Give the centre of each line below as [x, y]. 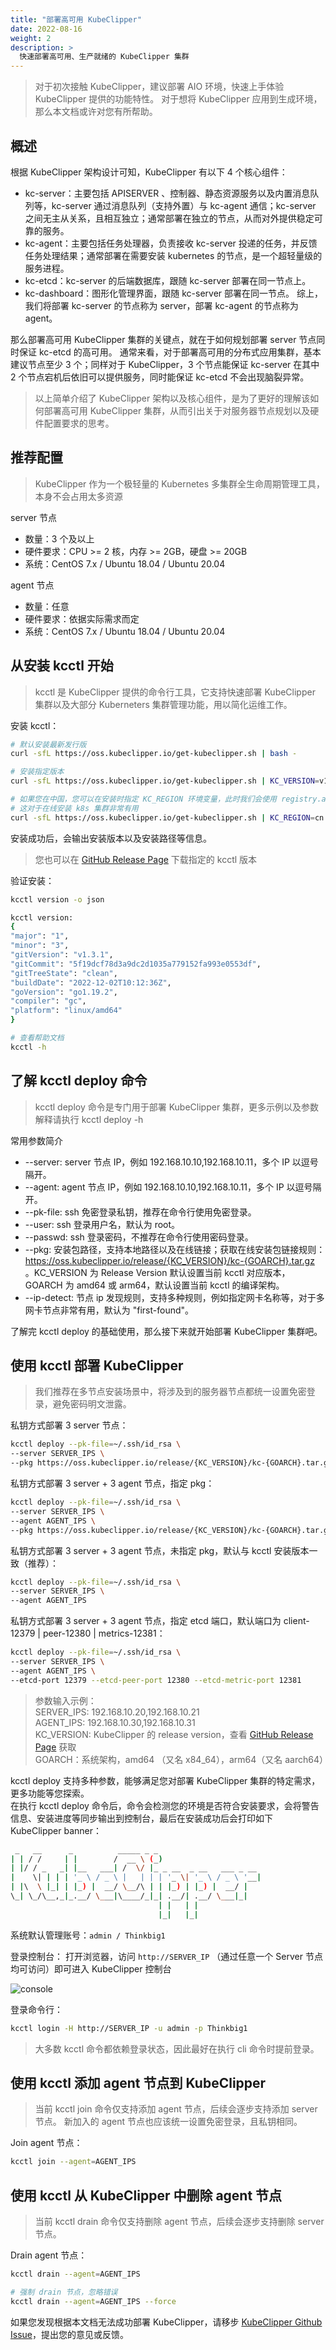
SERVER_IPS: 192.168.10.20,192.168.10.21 [117, 1712]
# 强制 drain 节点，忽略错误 [64, 2292]
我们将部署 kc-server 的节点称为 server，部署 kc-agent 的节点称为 [161, 305]
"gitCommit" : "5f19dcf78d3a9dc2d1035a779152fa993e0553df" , [136, 964]
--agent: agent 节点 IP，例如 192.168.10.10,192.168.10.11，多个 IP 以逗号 [168, 1187]
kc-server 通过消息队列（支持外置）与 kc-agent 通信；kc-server [184, 205]
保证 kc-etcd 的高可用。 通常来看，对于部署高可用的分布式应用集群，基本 [170, 352]
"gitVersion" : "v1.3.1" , [62, 955]
